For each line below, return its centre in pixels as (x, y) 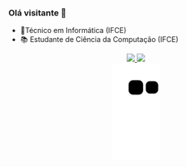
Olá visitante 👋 (38, 13)
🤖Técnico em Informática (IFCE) (73, 31)
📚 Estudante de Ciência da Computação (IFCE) (99, 40)
